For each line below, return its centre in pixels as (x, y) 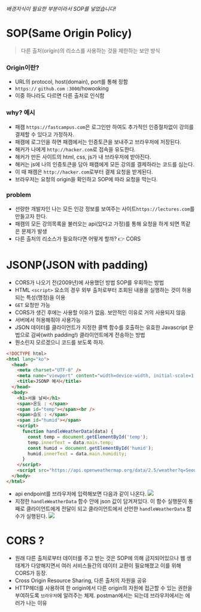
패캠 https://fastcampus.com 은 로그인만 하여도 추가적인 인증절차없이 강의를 (104, 127)
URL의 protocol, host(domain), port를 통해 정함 (71, 82)
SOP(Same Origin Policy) (69, 33)
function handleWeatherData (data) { (68, 432)
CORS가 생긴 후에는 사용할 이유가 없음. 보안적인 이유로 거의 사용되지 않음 (100, 312)
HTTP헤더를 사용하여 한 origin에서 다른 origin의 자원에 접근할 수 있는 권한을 (103, 587)
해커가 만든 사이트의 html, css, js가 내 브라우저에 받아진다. (83, 157)
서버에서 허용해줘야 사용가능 (48, 319)
